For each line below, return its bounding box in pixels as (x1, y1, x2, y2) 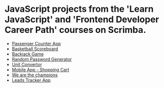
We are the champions (11, 72, 58, 78)
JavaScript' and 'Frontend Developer (4, 14, 159, 25)
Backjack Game (11, 51, 44, 57)
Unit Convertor (11, 61, 42, 67)
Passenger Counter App (11, 40, 61, 46)
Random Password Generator (11, 56, 72, 62)
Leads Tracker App (11, 77, 51, 83)
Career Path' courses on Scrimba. (4, 25, 146, 35)
